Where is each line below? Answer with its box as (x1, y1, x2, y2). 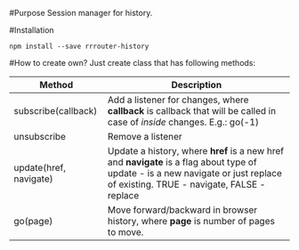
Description (171, 79, 222, 91)
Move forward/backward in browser (107, 204, 258, 216)
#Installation (9, 25, 55, 35)
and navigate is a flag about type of (107, 156, 257, 168)
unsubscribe (13, 131, 67, 142)
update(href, (13, 162, 67, 173)
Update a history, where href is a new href (107, 145, 285, 157)
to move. (107, 226, 144, 238)
